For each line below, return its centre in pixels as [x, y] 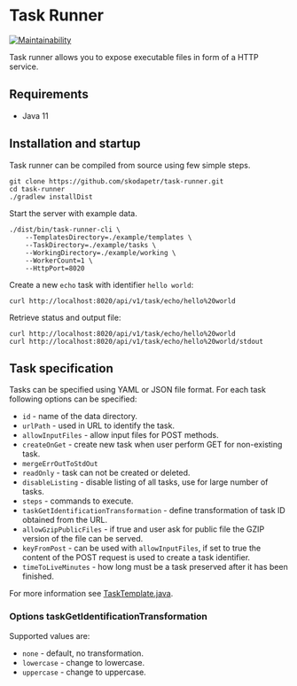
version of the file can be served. [82, 539]
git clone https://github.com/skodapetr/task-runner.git [117, 181]
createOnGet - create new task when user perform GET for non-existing [152, 445]
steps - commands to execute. [78, 501]
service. [24, 66]
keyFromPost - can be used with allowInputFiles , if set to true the [141, 548]
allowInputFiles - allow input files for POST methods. [120, 435]
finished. [38, 576]
